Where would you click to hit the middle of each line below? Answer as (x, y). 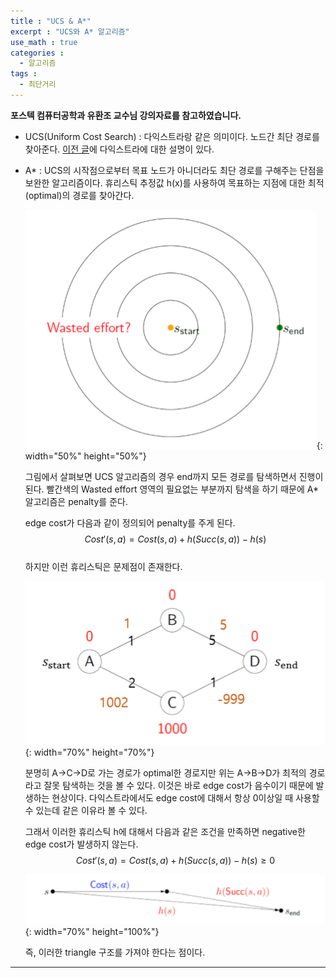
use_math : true (44, 42)
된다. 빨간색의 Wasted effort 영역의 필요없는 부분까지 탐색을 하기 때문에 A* (171, 489)
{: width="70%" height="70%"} (89, 752)
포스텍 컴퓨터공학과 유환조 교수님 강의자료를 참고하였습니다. (126, 115)
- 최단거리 (38, 85)
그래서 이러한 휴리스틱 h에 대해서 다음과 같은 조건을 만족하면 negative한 (165, 832)
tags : (24, 74)
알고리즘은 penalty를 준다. (76, 501)
